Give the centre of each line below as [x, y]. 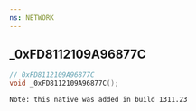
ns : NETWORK [32, 18]
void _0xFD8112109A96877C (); [64, 83]
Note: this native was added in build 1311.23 [98, 100]
